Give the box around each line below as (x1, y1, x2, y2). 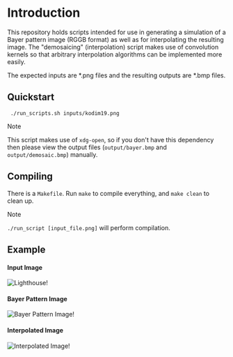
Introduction (7, 5, 81, 21)
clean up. (7, 197, 34, 205)
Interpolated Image (7, 326, 64, 334)
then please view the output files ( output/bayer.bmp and (7, 143, 167, 151)
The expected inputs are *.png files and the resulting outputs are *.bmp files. (7, 71, 226, 79)
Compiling (7, 171, 54, 183)
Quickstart (7, 91, 55, 103)
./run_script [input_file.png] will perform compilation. (7, 223, 170, 231)
